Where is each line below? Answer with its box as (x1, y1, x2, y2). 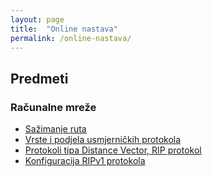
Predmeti (10, 70, 69, 87)
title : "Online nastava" (10, 24, 118, 34)
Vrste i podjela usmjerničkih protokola (24, 134, 182, 146)
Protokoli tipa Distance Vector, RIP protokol (24, 144, 202, 156)
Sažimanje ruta (24, 123, 87, 135)
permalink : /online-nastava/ (10, 33, 132, 43)
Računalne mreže (10, 100, 97, 114)
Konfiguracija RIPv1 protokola (24, 155, 146, 167)
